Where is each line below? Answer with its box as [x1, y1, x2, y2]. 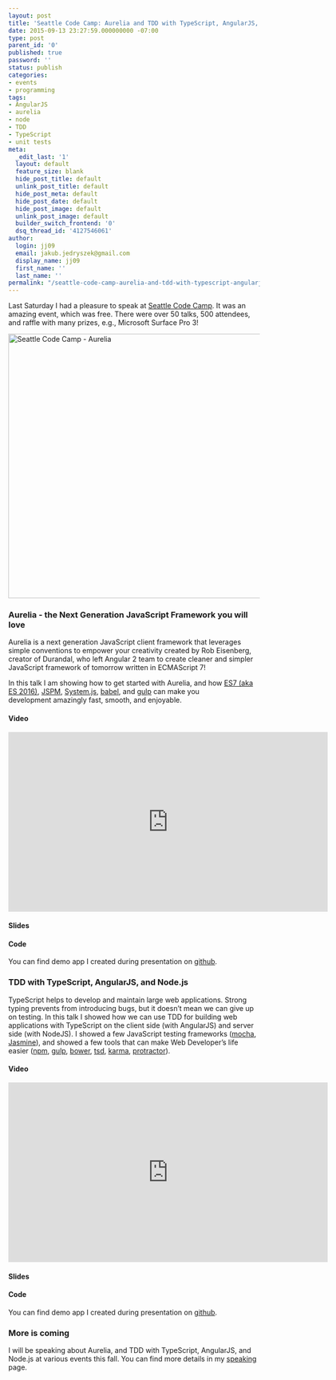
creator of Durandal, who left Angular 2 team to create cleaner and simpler [8, 654, 254, 664]
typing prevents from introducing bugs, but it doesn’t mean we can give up [8, 1003, 254, 1013]
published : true [8, 49, 62, 57]
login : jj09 [15, 242, 56, 250]
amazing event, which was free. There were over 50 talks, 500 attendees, [8, 309, 251, 319]
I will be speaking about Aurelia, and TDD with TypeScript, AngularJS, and [8, 1346, 251, 1355]
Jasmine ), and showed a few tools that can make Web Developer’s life [8, 1037, 239, 1047]
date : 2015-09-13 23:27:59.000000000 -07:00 [8, 26, 159, 34]
